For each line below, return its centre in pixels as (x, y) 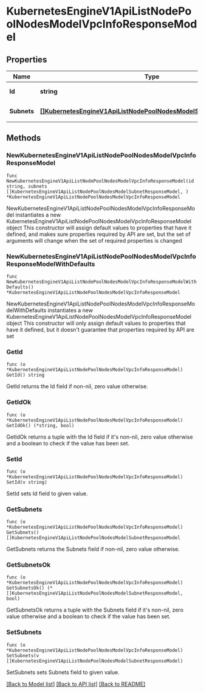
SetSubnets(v (23, 655)
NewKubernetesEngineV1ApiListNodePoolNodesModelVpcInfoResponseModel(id (100, 181)
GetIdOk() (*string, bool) (40, 425)
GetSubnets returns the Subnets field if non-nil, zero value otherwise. (93, 549)
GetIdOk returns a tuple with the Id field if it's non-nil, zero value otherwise (100, 437)
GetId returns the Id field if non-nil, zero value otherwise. (77, 386)
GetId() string (25, 375)
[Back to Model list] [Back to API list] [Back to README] (76, 684)
